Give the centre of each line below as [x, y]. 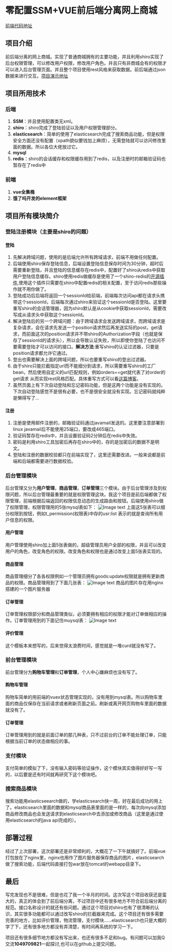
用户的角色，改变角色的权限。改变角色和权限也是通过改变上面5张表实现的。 [85, 551]
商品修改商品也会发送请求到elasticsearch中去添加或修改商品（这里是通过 [82, 813]
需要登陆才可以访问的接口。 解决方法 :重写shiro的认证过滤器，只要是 [88, 347]
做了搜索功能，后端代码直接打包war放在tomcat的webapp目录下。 [74, 864]
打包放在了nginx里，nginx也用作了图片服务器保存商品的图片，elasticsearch [85, 857]
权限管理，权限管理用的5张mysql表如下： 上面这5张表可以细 [87, 507]
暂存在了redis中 [29, 165]
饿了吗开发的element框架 [40, 198]
